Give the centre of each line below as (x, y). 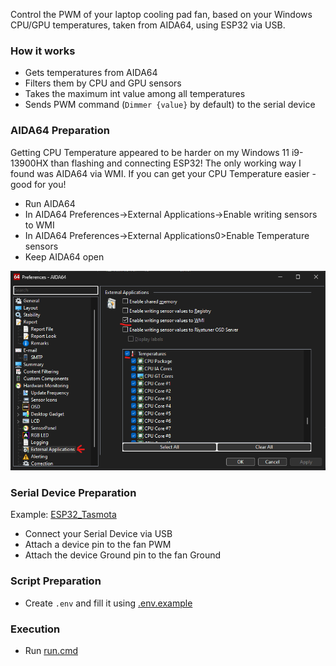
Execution (35, 629)
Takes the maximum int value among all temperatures (135, 94)
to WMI (39, 225)
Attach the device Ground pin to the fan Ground (123, 555)
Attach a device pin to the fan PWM (98, 545)
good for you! (38, 184)
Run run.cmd (51, 650)
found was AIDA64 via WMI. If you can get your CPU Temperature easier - (163, 173)
